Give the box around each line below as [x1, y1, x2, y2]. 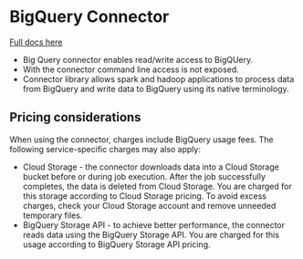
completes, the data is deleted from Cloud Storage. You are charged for [22, 181, 292, 192]
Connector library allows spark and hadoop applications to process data [22, 73, 295, 84]
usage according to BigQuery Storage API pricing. [22, 239, 211, 250]
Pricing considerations [9, 109, 141, 125]
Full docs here [9, 36, 63, 47]
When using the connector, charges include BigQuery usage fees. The [9, 134, 274, 145]
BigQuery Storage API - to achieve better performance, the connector [22, 219, 286, 230]
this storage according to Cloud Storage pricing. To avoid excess [22, 190, 267, 202]
